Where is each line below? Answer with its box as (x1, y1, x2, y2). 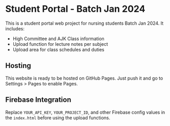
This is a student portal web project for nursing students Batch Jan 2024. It (5, 20, 164, 26)
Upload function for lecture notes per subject (12, 41, 109, 47)
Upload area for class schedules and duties (12, 46, 104, 52)
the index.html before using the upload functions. (5, 114, 111, 121)
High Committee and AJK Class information (12, 35, 105, 42)
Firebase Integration (5, 96, 72, 104)
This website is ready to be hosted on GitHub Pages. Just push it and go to (5, 75, 163, 81)
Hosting (5, 61, 32, 70)
